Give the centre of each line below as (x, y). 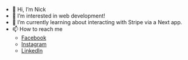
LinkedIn (32, 51)
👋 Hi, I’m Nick (29, 9)
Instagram (34, 44)
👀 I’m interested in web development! (58, 16)
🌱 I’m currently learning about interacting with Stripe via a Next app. (97, 22)
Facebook (34, 38)
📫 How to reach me (37, 29)
